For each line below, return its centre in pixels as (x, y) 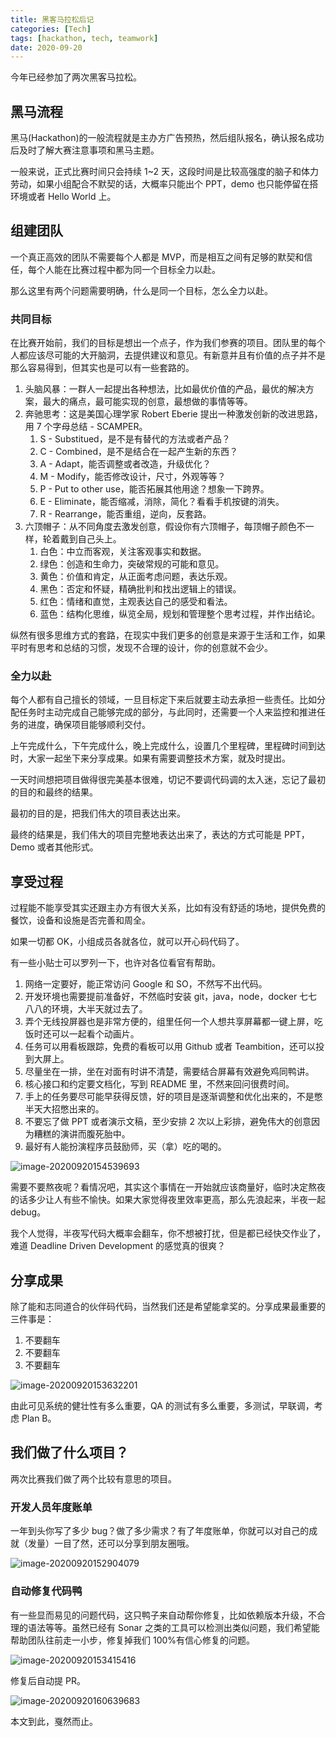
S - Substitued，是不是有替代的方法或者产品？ (135, 439)
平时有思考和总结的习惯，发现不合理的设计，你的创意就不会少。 (141, 648)
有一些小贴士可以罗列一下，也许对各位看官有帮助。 (115, 963)
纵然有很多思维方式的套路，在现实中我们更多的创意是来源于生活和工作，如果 (168, 635)
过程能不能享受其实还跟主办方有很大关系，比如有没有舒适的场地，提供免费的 (168, 908)
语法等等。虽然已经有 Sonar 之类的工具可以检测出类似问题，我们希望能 (173, 1627)
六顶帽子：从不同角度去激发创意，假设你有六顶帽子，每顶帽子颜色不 (165, 527)
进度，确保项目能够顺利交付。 (89, 725)
